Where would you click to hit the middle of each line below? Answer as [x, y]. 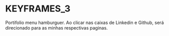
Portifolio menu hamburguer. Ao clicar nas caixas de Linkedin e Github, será [84, 22]
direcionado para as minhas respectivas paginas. [57, 27]
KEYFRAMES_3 [38, 9]
